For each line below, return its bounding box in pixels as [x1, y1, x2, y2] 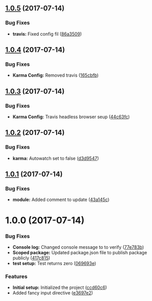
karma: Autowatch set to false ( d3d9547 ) [12, 155, 99, 161]
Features [5, 273, 28, 280]
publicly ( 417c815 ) [12, 255, 50, 261]
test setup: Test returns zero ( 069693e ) [12, 260, 96, 266]
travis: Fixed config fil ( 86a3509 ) [12, 30, 82, 37]
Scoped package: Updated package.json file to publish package [12, 249, 147, 255]
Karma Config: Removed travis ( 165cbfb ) [12, 72, 99, 78]
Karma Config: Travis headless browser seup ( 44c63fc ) [12, 114, 130, 120]
